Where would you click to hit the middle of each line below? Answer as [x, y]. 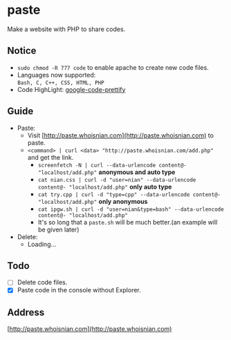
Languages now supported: [56, 75]
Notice [22, 51]
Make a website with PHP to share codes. [66, 29]
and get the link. [50, 157]
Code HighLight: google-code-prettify [71, 89]
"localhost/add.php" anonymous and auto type [107, 172]
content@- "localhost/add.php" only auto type [105, 187]
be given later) [58, 229]
